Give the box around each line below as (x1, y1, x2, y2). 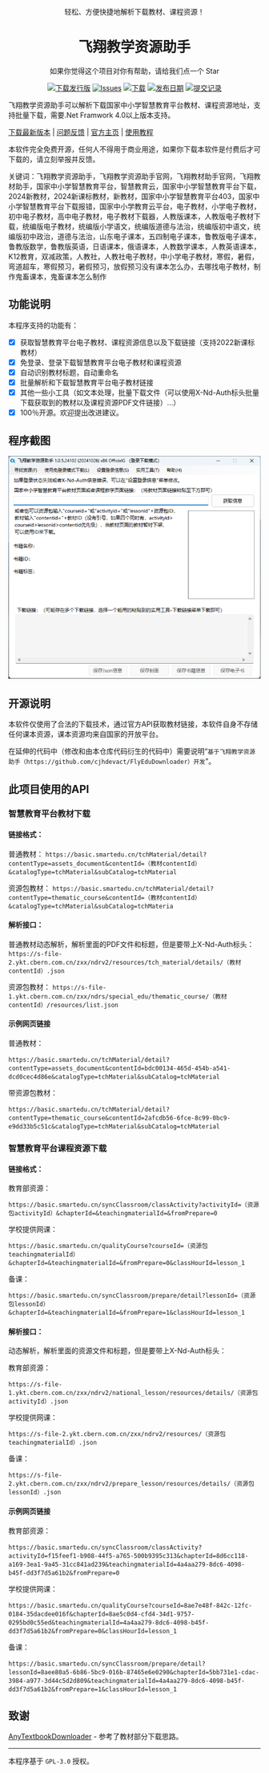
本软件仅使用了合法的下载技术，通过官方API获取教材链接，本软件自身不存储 (8, 719, 259, 729)
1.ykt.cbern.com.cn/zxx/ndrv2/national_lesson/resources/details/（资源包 (8, 1389, 259, 1397)
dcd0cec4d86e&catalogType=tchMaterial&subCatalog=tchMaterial (8, 1073, 220, 1081)
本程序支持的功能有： (8, 320, 78, 330)
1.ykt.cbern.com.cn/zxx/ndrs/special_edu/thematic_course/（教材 (8, 992, 227, 1001)
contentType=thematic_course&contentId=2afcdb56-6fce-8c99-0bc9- (8, 1114, 231, 1122)
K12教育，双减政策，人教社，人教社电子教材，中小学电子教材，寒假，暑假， (8, 251, 259, 261)
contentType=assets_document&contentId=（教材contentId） (8, 860, 202, 868)
